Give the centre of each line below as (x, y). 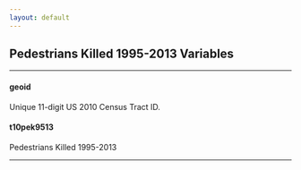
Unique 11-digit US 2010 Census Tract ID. (85, 106)
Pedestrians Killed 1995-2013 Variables (122, 54)
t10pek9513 (31, 127)
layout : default (39, 17)
